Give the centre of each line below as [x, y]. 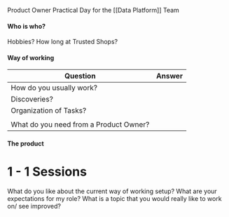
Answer [170, 76]
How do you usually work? [54, 88]
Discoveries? [32, 99]
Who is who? [27, 26]
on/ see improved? [34, 206]
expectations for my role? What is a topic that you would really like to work [114, 198]
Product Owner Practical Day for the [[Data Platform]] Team [93, 10]
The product [26, 143]
